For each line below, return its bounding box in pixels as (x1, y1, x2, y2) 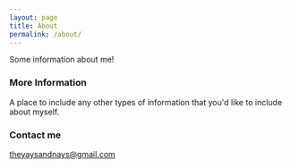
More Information (9, 77, 87, 89)
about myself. (9, 106, 60, 117)
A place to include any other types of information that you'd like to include (9, 97, 283, 107)
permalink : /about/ (9, 29, 82, 38)
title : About (9, 21, 58, 30)
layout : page (9, 13, 58, 22)
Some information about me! (9, 55, 115, 65)
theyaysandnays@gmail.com (9, 148, 116, 159)
